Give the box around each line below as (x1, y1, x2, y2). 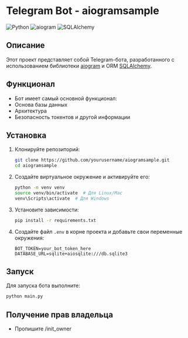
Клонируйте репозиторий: (14, 146, 80, 153)
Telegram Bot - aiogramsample (6, 4, 159, 18)
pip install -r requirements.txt (14, 217, 97, 223)
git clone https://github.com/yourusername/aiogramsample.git (14, 157, 170, 163)
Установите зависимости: (14, 206, 79, 213)
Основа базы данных (14, 101, 68, 108)
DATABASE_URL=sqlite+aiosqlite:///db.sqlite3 (14, 251, 128, 257)
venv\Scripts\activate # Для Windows (14, 195, 110, 202)
